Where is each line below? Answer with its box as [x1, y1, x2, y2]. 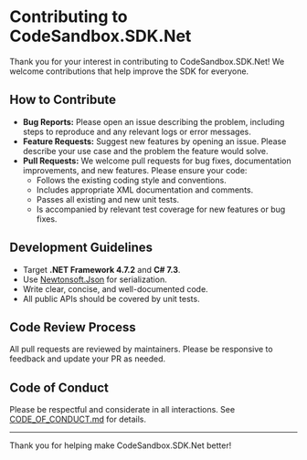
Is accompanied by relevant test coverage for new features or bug [36, 204, 286, 214]
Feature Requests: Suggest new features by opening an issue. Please [22, 135, 287, 147]
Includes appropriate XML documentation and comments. [36, 184, 254, 195]
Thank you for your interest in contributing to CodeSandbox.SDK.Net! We [9, 56, 285, 67]
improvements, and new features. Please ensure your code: [22, 164, 248, 175]
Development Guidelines [9, 240, 153, 256]
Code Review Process [9, 319, 137, 335]
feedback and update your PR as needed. [9, 353, 166, 364]
